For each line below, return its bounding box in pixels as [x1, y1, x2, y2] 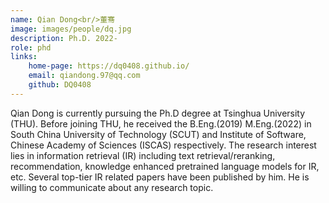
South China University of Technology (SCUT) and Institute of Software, [10, 128, 307, 140]
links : [10, 52, 38, 62]
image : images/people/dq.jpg [10, 24, 132, 34]
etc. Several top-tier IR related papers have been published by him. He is [10, 171, 310, 183]
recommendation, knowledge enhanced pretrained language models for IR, [10, 160, 320, 172]
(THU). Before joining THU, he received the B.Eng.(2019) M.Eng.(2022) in [10, 117, 312, 130]
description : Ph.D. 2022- [10, 33, 118, 43]
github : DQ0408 [28, 80, 92, 90]
